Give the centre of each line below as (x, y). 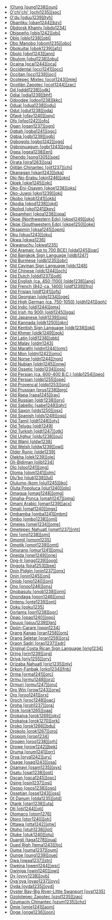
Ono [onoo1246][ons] (31, 586)
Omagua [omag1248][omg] (36, 493)
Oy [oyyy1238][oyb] (29, 876)
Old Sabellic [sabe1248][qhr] (38, 405)
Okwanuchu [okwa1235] (34, 245)
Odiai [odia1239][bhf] (31, 95)
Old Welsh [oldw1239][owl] (36, 447)
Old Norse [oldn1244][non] (36, 359)
